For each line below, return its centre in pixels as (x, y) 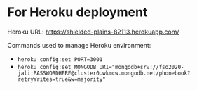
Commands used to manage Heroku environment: (79, 45)
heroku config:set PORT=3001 (60, 59)
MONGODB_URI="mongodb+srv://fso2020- (129, 67)
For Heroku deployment (77, 12)
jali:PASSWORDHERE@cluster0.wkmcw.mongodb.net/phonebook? (104, 73)
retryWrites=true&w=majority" (62, 79)
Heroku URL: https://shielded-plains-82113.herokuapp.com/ (93, 32)
